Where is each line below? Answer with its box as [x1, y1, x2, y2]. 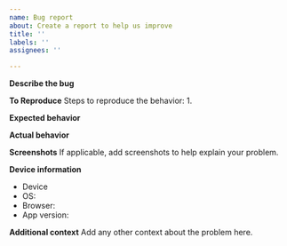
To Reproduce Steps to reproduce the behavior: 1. [9, 95, 193, 107]
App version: [21, 210, 69, 220]
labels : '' [9, 37, 50, 47]
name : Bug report [9, 12, 74, 22]
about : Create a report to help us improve [9, 21, 173, 30]
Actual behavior [9, 130, 69, 140]
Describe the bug [9, 78, 75, 89]
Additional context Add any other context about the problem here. [9, 227, 253, 238]
